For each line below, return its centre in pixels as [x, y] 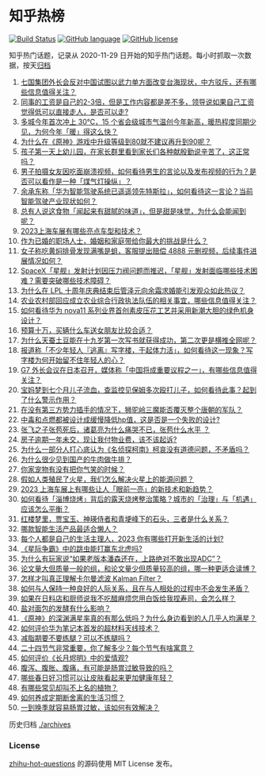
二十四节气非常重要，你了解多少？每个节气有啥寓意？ [107, 647]
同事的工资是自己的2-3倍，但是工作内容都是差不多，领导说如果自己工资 [137, 102]
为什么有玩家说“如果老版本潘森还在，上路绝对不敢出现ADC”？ [121, 558]
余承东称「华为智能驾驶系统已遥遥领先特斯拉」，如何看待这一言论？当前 [137, 191]
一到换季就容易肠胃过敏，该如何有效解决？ [90, 707]
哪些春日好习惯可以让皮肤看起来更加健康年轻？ [97, 678]
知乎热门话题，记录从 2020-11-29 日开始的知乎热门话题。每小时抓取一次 [127, 55]
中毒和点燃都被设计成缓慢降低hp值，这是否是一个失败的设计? [120, 419]
